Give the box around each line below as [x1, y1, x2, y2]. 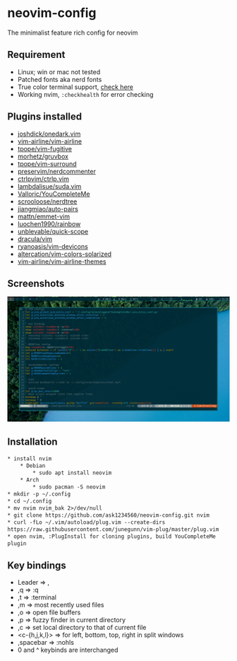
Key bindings [7, 559, 67, 571]
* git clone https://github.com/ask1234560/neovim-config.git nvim [7, 512, 210, 519]
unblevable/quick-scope [17, 227, 89, 235]
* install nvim [7, 455, 52, 462]
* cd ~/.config [7, 498, 52, 505]
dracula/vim [17, 235, 53, 243]
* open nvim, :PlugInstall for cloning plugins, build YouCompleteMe [7, 533, 217, 540]
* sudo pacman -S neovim [32, 484, 106, 491]
